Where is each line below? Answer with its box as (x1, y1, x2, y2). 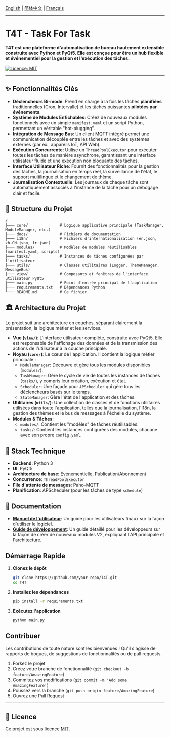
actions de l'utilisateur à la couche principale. (12, 345, 107, 352)
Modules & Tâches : (12, 416, 54, 422)
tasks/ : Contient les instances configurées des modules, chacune (20, 427, 158, 433)
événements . (12, 109, 41, 115)
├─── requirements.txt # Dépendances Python (5, 284, 105, 290)
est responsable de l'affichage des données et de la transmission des (12, 340, 158, 346)
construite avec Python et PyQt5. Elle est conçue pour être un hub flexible (5, 50, 164, 56)
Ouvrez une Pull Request (12, 693, 64, 699)
